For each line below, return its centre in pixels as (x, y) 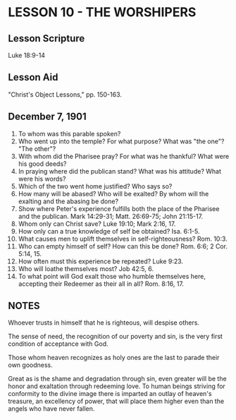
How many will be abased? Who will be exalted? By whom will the (113, 193)
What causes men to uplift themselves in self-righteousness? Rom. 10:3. (123, 239)
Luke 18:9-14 (26, 55)
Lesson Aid (33, 77)
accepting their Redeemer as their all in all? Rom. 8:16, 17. (101, 284)
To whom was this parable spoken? (69, 133)
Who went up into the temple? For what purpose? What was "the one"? (121, 141)
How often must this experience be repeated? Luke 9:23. (101, 261)
